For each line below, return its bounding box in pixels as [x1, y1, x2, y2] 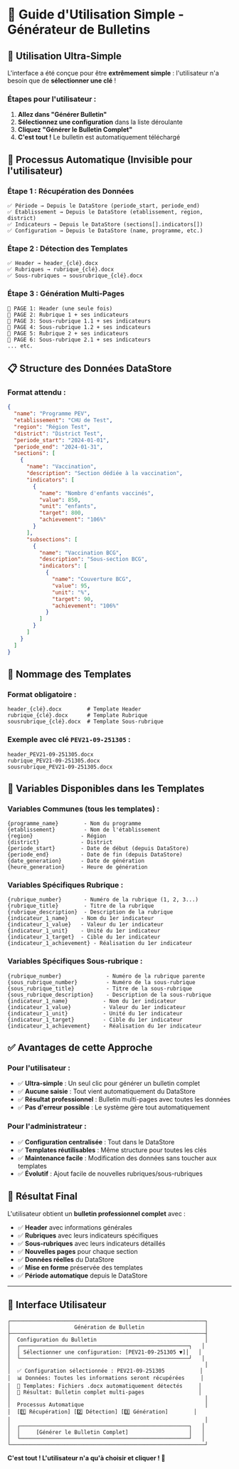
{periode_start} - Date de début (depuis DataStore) [7, 845, 190, 852]
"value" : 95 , [52, 582, 91, 590]
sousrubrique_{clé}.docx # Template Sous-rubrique [7, 718, 164, 726]
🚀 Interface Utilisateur [7, 1299, 107, 1311]
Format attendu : [7, 387, 66, 397]
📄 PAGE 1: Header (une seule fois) [7, 305, 113, 312]
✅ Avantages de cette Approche [7, 1042, 153, 1054]
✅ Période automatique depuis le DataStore [17, 1271, 148, 1280]
